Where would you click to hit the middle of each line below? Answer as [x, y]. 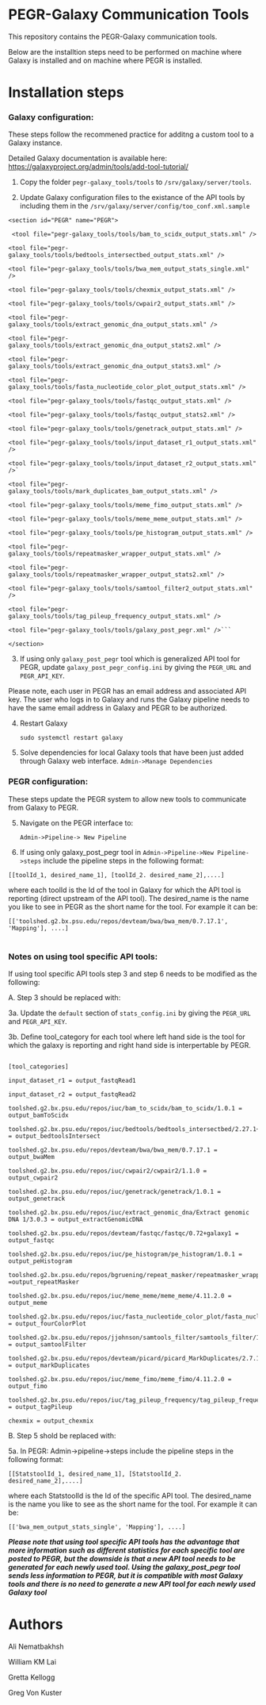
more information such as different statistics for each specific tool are [127, 1550]
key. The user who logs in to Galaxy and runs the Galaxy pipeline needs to [129, 699]
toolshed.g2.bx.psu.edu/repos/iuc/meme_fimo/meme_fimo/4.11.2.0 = [120, 1380]
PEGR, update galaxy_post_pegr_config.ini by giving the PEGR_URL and [135, 668]
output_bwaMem [32, 1157]
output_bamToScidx [38, 1116]
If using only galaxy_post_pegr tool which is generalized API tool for [130, 659]
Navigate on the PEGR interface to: [76, 822]
